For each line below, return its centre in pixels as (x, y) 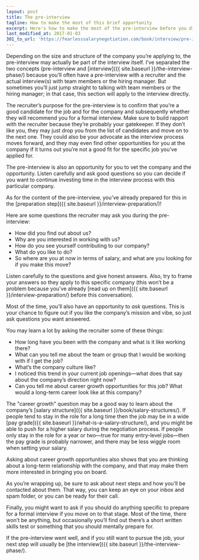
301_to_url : (21, 39)
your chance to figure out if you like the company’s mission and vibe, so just (99, 313)
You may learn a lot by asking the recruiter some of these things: (85, 330)
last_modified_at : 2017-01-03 (44, 34)
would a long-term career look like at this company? (78, 392)
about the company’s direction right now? (65, 380)
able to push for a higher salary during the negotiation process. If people (95, 429)
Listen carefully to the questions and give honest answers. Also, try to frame (99, 276)
